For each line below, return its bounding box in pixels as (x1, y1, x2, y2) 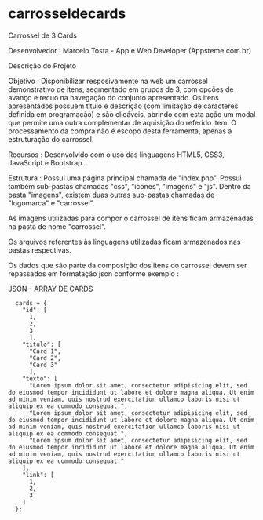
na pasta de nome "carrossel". (8, 221, 107, 231)
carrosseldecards (8, 5, 126, 23)
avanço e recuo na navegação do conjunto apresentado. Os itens (8, 93, 220, 102)
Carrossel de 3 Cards (8, 31, 77, 40)
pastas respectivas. (8, 245, 72, 255)
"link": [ (22, 471, 55, 478)
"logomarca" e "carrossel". (8, 198, 95, 208)
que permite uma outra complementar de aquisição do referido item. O (8, 118, 237, 127)
